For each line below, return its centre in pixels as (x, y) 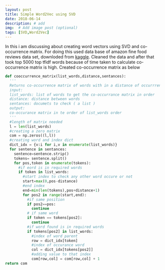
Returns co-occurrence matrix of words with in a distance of (74, 85)
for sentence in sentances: (38, 149)
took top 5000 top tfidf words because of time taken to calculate (70, 62)
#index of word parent (55, 236)
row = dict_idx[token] (55, 241)
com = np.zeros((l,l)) (33, 135)
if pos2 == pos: (41, 204)
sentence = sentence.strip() (41, 154)
